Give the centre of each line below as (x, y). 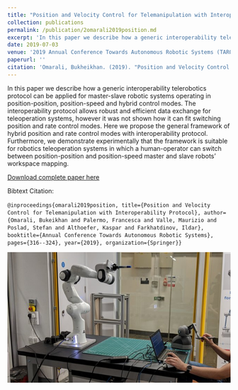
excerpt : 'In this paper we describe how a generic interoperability (112, 38)
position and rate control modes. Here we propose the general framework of (119, 126)
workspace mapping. (38, 164)
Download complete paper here (53, 177)
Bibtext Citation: (31, 190)
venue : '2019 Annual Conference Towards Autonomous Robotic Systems (110, 52)
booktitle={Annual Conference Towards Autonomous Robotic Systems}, (110, 235)
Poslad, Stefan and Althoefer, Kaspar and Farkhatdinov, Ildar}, (106, 228)
